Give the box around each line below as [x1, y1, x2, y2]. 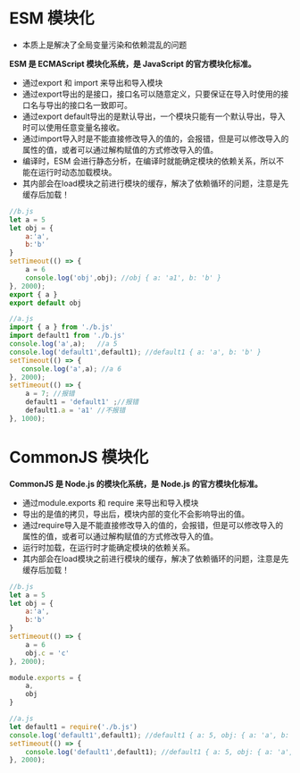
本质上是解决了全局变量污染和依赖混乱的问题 [21, 39, 187, 50]
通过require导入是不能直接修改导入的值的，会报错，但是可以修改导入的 [21, 519, 284, 530]
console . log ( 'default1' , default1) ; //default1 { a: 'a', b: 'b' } [9, 348, 262, 357]
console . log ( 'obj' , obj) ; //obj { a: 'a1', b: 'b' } [25, 273, 221, 282]
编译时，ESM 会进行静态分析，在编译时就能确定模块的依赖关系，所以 [21, 155, 277, 166]
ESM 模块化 [9, 8, 96, 29]
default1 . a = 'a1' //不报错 [25, 406, 126, 416]
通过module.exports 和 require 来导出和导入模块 [21, 497, 199, 508]
